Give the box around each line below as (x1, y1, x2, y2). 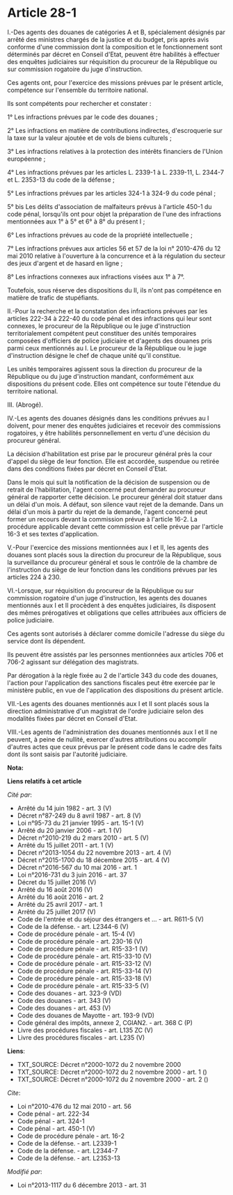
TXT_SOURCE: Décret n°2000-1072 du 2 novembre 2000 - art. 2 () (17, 1075, 209, 1084)
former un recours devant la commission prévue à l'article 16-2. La (7, 515, 198, 523)
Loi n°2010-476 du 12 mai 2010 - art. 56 (17, 1102, 132, 1110)
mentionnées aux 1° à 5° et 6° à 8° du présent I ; (7, 217, 145, 226)
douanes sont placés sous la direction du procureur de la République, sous (7, 550, 222, 559)
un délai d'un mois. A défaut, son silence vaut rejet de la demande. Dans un (7, 500, 224, 508)
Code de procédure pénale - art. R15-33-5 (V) (17, 981, 150, 990)
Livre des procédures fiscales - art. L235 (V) (17, 1033, 145, 1042)
